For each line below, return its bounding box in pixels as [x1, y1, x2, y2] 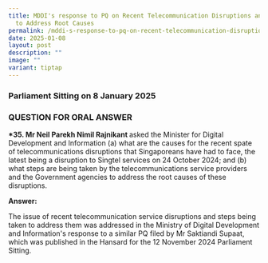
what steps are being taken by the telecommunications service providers [8, 163, 248, 173]
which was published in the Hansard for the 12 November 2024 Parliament [8, 237, 253, 246]
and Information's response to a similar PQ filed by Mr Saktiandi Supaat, [8, 229, 245, 238]
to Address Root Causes [15, 19, 94, 27]
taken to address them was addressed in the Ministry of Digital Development [8, 220, 260, 229]
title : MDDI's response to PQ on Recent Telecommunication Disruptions [8, 11, 251, 20]
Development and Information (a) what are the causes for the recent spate [8, 137, 253, 148]
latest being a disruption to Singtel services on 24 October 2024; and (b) [8, 155, 247, 165]
